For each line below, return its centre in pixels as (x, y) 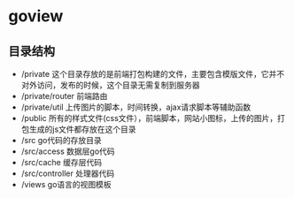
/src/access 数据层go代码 (68, 151)
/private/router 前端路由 (64, 96)
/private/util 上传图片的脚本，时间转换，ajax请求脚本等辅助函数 (136, 107)
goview (36, 16)
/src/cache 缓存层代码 (62, 162)
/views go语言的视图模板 (66, 184)
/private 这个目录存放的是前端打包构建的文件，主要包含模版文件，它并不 (153, 74)
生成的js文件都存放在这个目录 (82, 129)
